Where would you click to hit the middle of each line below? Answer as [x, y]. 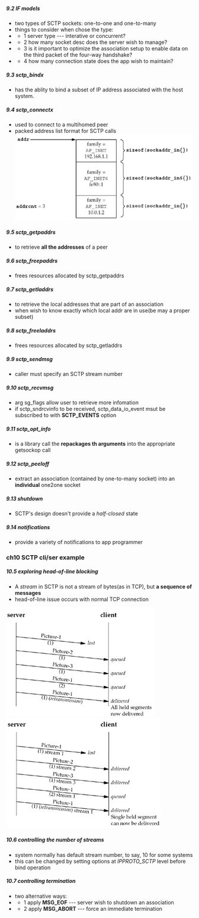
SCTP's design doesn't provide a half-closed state [76, 513]
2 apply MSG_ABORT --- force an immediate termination [93, 908]
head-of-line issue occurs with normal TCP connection [82, 599]
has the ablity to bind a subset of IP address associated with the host [99, 90]
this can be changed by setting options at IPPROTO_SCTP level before [100, 861]
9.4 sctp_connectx [30, 109]
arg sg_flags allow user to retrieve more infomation [77, 403]
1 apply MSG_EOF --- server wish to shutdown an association [99, 902]
